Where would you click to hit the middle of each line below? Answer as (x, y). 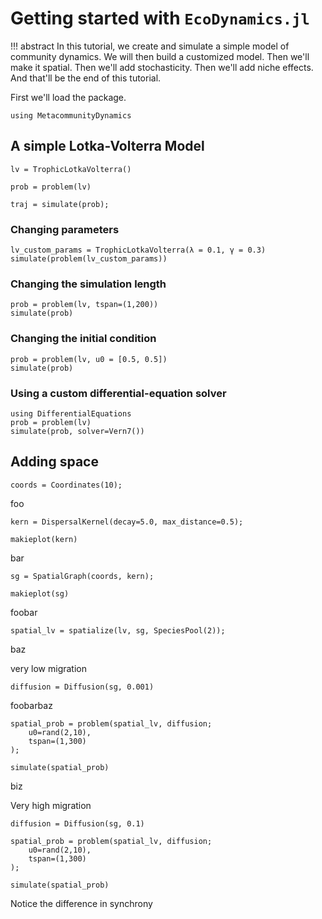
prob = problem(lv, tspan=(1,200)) (84, 305)
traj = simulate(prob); (60, 204)
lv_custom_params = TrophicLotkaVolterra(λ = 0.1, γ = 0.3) (138, 250)
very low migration (48, 668)
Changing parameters (65, 229)
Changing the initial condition (83, 339)
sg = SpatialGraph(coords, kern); (82, 576)
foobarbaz (31, 705)
